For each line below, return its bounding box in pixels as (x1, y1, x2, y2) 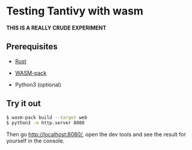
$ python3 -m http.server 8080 (6, 120, 85, 126)
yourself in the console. (6, 137, 65, 145)
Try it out (6, 98, 41, 109)
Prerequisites (6, 42, 58, 52)
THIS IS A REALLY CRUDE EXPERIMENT (6, 24, 107, 31)
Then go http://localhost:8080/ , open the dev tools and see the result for (6, 131, 187, 138)
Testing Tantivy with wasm (6, 4, 143, 18)
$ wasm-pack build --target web (6, 114, 87, 120)
